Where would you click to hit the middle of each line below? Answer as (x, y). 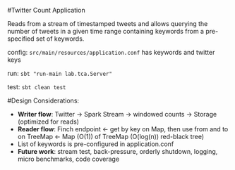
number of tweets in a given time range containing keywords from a (106, 31)
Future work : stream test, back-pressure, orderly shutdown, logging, (117, 151)
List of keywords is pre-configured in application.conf (96, 144)
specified (21, 39)
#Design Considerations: (43, 100)
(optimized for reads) (48, 122)
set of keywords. (60, 39)
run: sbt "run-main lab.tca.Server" (60, 73)
